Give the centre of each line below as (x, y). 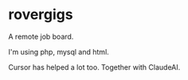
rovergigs (41, 15)
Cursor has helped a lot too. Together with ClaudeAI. (94, 67)
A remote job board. (41, 36)
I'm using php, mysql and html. (59, 51)
